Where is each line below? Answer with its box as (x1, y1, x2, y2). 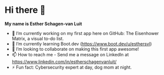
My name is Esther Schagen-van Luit (4, 21, 82, 27)
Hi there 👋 (4, 4, 46, 16)
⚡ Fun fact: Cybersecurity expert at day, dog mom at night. (11, 64, 132, 70)
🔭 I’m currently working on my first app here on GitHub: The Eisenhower (11, 30, 159, 36)
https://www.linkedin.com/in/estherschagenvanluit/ (11, 59, 117, 65)
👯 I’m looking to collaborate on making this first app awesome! (11, 46, 139, 52)
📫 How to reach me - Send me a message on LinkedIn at (11, 51, 129, 57)
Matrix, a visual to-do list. (11, 36, 64, 41)
